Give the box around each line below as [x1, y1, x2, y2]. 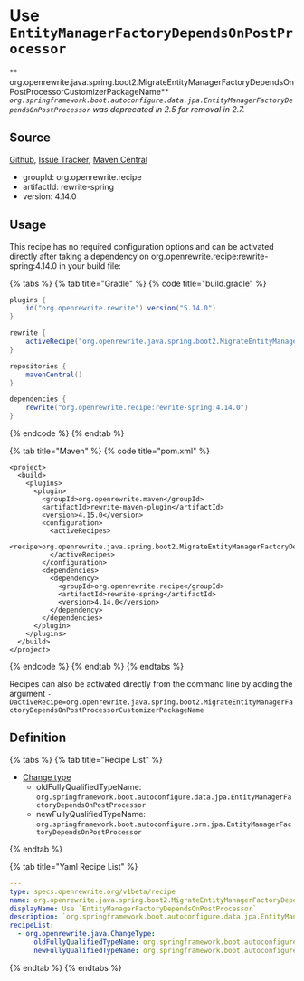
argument [9, 689, 46, 700]
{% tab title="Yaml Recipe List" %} [9, 861, 138, 871]
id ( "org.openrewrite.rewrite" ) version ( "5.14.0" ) [25, 304, 217, 313]
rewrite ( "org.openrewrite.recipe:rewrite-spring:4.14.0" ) [25, 404, 249, 413]
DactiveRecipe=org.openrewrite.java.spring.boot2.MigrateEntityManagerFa [9, 698, 294, 707]
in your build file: [58, 260, 122, 271]
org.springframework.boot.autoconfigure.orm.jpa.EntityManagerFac [35, 820, 292, 829]
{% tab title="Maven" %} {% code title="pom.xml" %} [9, 445, 211, 457]
